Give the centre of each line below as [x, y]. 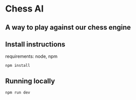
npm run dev [18, 93]
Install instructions [35, 44]
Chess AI [24, 9]
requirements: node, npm [31, 56]
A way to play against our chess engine [68, 27]
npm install [18, 66]
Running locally [30, 81]
